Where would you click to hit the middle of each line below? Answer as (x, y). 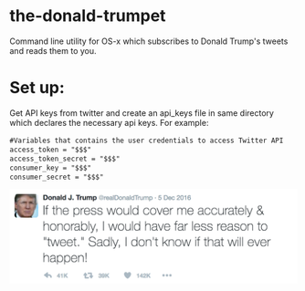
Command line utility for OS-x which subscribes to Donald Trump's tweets (149, 41)
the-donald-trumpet (88, 16)
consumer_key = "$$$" (51, 168)
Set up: (37, 88)
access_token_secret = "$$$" (65, 159)
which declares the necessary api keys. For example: (109, 122)
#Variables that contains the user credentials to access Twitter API (147, 140)
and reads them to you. (53, 50)
